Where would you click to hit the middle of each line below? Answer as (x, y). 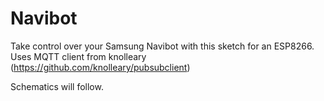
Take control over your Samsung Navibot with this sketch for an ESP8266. (162, 46)
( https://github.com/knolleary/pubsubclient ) (100, 67)
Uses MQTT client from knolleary (78, 56)
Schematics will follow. (57, 86)
